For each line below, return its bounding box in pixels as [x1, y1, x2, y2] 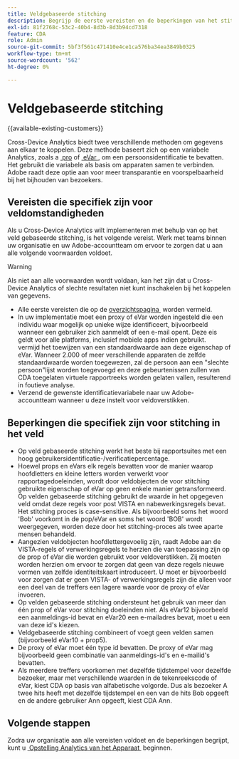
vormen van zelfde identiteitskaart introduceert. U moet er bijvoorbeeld [17, 567, 226, 577]
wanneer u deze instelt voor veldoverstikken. [58, 396, 190, 404]
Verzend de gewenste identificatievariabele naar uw [17, 389, 171, 397]
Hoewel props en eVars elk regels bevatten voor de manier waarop [17, 462, 213, 471]
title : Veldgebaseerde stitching [7, 10, 107, 18]
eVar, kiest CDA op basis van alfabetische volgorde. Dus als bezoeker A [17, 681, 228, 690]
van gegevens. [7, 291, 51, 300]
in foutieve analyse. [17, 381, 75, 389]
